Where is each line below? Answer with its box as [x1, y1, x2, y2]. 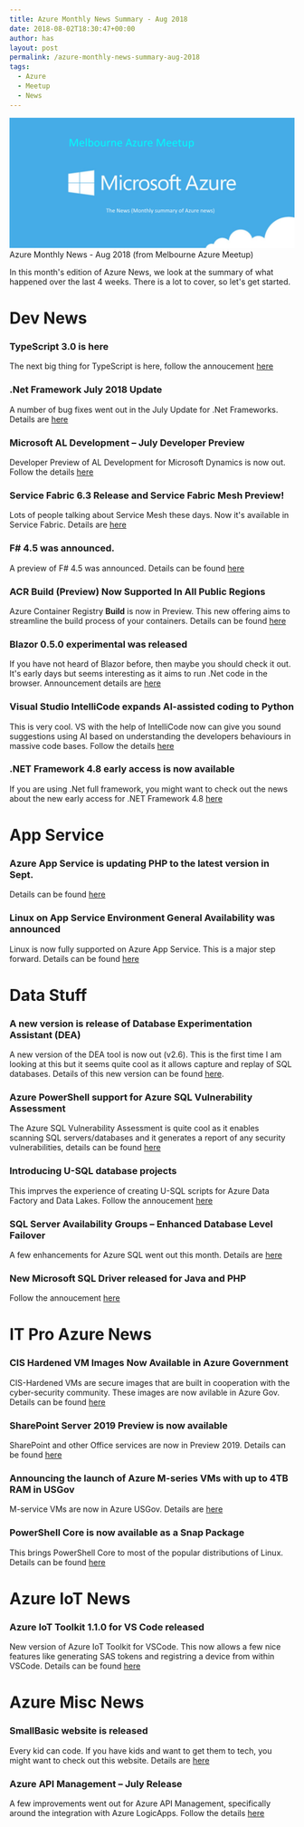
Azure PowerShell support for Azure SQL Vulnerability [9, 1091, 253, 1104]
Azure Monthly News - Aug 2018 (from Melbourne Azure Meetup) [9, 249, 254, 260]
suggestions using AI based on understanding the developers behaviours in [9, 730, 291, 742]
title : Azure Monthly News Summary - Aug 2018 [9, 14, 188, 24]
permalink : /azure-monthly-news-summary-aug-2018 [9, 53, 201, 63]
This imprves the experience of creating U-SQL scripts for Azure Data [9, 1185, 270, 1196]
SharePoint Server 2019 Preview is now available [9, 1418, 228, 1431]
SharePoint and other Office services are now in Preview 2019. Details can [9, 1440, 287, 1451]
